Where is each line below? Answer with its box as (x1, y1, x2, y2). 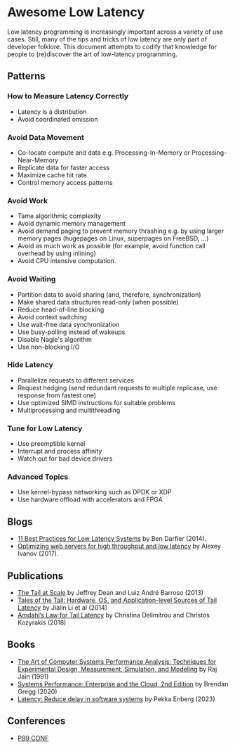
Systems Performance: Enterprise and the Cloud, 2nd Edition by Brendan (17, 679, 229, 688)
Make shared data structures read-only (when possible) (17, 297, 179, 306)
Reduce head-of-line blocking (17, 305, 105, 314)
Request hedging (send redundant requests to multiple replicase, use (17, 383, 217, 392)
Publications (7, 570, 64, 582)
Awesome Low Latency (7, 4, 145, 20)
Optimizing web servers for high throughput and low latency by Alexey (17, 542, 221, 551)
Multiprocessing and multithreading (17, 406, 121, 414)
